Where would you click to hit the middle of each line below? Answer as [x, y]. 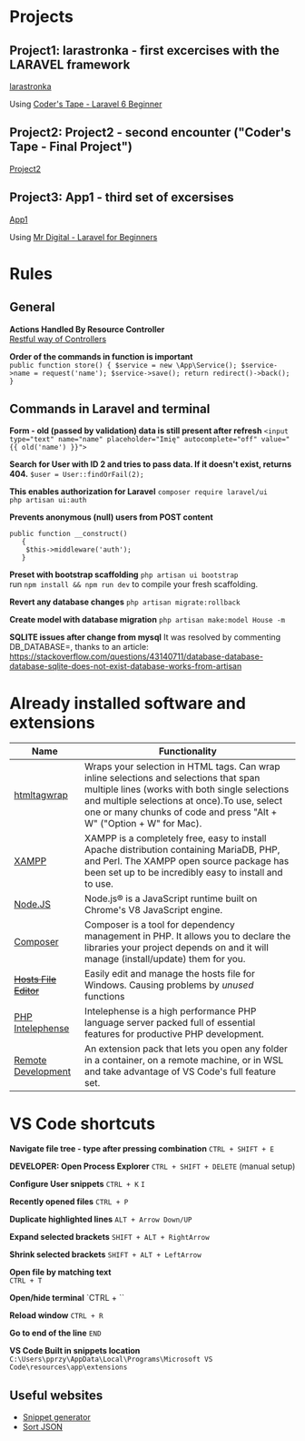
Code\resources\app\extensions [69, 1367]
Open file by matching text [60, 1273]
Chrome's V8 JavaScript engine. [154, 910]
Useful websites [56, 1395]
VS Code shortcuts [83, 1124]
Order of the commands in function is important [101, 356]
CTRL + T [26, 1281]
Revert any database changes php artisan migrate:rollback [125, 602]
